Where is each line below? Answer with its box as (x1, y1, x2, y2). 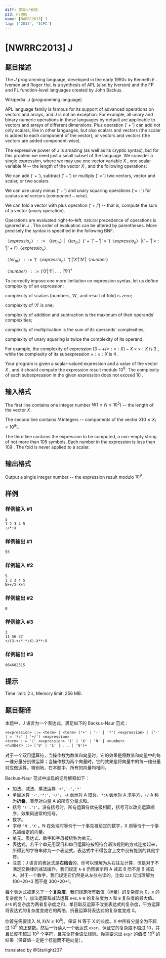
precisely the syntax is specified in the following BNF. (5, 228, 114, 234)
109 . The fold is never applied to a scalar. (5, 444, 90, 450)
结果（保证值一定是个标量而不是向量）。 (5, 937, 85, 943)
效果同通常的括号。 (21, 811, 60, 817)
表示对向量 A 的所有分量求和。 (29, 798, 92, 804)
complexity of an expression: (5, 283, 64, 289)
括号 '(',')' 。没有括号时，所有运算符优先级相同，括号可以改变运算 (12, 804, 151, 810)
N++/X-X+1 (5, 582, 26, 587)
